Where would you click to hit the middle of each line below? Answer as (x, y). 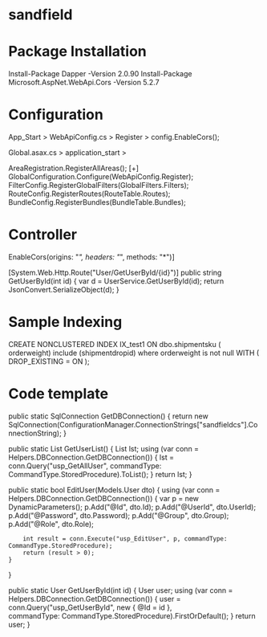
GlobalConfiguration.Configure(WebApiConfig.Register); (101, 177)
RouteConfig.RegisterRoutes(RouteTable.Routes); (89, 194)
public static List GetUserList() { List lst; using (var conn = (103, 448)
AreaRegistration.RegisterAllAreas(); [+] (73, 168)
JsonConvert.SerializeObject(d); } (64, 290)
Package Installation (77, 52)
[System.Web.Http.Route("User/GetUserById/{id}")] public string (115, 272)
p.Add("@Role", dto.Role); (51, 524)
